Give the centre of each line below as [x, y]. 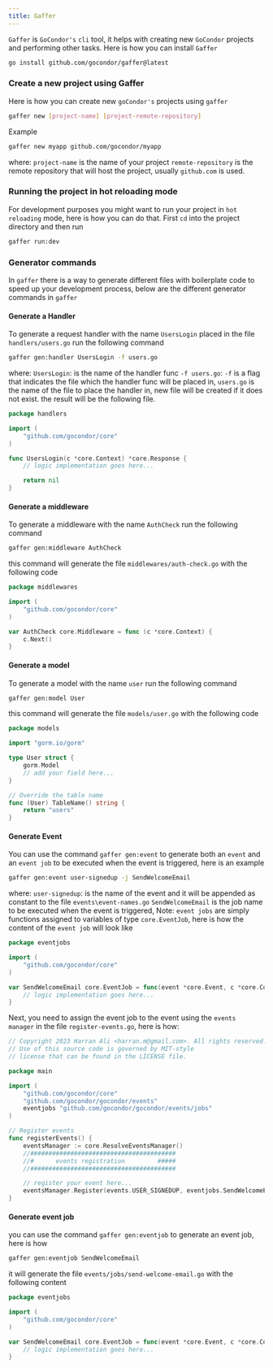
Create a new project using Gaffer [76, 84]
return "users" [49, 810]
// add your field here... [69, 773]
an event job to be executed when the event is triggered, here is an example [136, 863]
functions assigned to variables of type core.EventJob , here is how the [126, 919]
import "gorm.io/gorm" [47, 743]
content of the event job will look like [71, 928]
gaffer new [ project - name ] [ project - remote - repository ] [105, 116]
